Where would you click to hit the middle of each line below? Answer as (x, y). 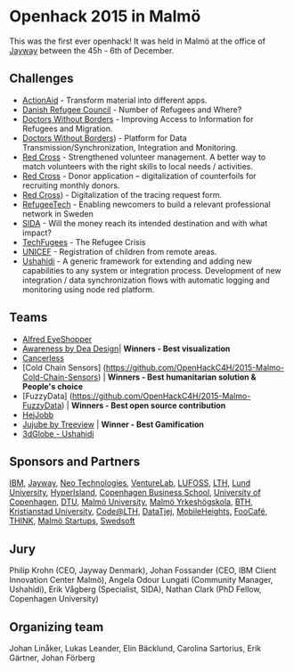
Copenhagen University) (54, 599)
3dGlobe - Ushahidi (58, 433)
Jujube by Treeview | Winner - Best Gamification (113, 424)
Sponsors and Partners (75, 461)
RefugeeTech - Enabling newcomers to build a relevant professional (146, 204)
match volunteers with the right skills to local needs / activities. (138, 166)
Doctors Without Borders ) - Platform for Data (104, 138)
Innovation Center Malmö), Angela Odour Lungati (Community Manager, (141, 580)
